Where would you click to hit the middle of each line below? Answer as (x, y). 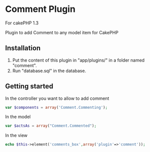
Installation (23, 48)
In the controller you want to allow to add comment (57, 98)
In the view (16, 136)
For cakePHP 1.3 (22, 23)
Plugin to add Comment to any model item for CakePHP (62, 32)
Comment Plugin (40, 9)
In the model (18, 117)
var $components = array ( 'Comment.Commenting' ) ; (56, 107)
